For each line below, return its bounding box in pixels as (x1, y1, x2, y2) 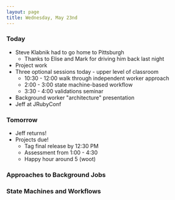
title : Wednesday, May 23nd (6, 15, 78, 21)
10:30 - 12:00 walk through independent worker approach (24, 74, 170, 82)
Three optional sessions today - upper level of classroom (15, 68, 159, 75)
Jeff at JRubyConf (15, 100, 62, 107)
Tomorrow (6, 115, 38, 124)
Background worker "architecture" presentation (15, 94, 135, 101)
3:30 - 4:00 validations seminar (24, 87, 104, 95)
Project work (15, 62, 48, 69)
